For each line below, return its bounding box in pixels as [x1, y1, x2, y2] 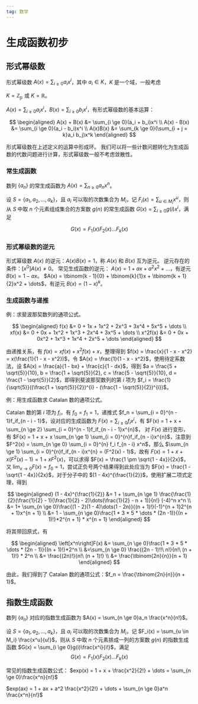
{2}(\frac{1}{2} [7, 497, 43, 504]
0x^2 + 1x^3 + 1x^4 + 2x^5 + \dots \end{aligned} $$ [36, 335, 163, 343]
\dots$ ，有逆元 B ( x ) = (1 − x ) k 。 [28, 279, 106, 287]
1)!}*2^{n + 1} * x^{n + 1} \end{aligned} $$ [48, 516, 151, 523]
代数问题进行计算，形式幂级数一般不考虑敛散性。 [16, 151, 136, 158]
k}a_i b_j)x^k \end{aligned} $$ [62, 131, 137, 138]
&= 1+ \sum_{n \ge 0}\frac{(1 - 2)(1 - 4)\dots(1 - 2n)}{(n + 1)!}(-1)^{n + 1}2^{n [7, 503, 192, 511]
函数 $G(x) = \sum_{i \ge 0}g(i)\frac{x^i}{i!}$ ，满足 [6, 643, 129, 651]
